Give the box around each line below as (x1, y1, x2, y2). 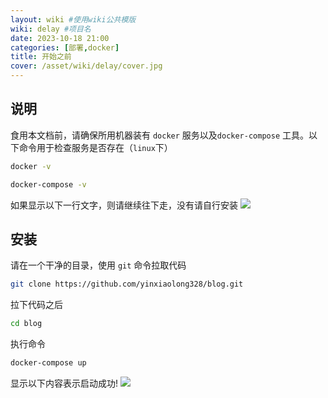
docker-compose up (10, 358, 87, 368)
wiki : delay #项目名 (10, 24, 92, 34)
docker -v (10, 161, 52, 171)
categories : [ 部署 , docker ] (10, 42, 120, 53)
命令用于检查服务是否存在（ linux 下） (18, 141, 173, 153)
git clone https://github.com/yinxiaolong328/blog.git (10, 279, 244, 290)
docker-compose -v (10, 179, 87, 190)
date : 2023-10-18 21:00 (10, 33, 110, 43)
